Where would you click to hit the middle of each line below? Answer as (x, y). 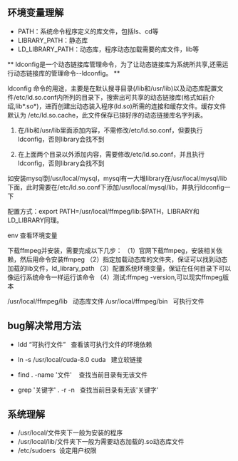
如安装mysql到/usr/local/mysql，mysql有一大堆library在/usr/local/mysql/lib (117, 178)
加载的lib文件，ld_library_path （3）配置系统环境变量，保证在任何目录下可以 (119, 268)
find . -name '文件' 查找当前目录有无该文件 (83, 374)
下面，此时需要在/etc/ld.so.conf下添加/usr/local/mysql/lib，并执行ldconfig (116, 187)
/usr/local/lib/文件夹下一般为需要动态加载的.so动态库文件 (101, 442)
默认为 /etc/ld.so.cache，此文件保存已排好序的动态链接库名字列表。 (107, 115)
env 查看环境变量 (33, 235)
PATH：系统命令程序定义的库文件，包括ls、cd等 (88, 31)
